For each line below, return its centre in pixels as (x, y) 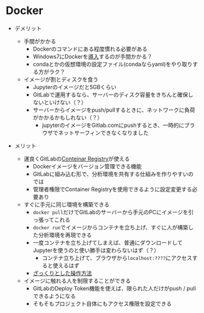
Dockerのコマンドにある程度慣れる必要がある (90, 49)
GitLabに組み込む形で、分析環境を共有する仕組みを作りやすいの (113, 174)
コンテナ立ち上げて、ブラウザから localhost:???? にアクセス (117, 257)
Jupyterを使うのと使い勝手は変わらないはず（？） (96, 250)
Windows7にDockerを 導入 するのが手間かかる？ (93, 56)
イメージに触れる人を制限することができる (77, 281)
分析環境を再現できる (65, 235)
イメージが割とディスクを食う (61, 79)
